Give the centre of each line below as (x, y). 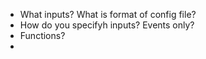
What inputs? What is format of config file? (108, 14)
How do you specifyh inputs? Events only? (107, 25)
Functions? (42, 35)
